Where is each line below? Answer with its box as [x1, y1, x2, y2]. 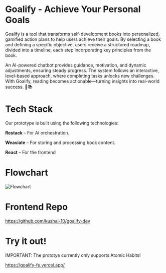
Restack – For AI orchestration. [5, 129, 70, 135]
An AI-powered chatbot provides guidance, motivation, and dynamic [5, 62, 146, 68]
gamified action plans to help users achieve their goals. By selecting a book [5, 36, 161, 42]
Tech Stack [5, 103, 53, 115]
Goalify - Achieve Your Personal [5, 4, 141, 15]
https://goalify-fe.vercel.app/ [5, 262, 65, 268]
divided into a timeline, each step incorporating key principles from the [5, 47, 151, 53]
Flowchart [5, 167, 49, 178]
